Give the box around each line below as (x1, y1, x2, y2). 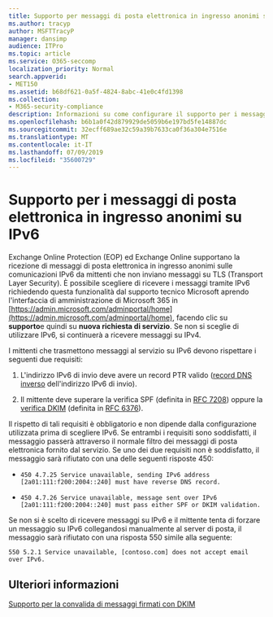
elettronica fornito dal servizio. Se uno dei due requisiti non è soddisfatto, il (8, 445, 260, 455)
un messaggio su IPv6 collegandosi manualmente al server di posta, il (8, 524, 242, 534)
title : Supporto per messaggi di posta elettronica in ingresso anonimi (8, 11, 260, 20)
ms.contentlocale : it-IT (8, 140, 93, 149)
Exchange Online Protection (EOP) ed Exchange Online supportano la (8, 252, 240, 262)
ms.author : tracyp (8, 20, 71, 28)
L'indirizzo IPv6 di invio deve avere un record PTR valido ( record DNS (19, 370, 253, 380)
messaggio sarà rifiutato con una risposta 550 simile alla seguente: (8, 532, 233, 542)
